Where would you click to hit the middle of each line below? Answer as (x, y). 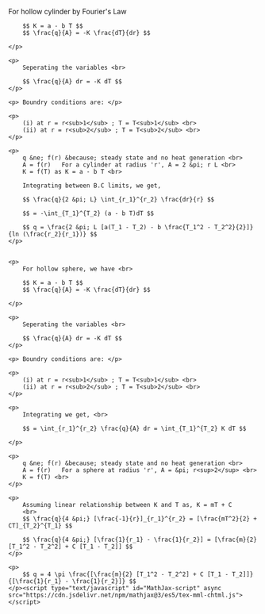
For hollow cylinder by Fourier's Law (67, 12)
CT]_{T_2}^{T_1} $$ (40, 526)
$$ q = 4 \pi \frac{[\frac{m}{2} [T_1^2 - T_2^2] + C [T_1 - (125, 574)
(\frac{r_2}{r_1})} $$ (60, 234)
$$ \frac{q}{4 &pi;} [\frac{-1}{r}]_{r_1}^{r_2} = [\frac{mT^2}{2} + (140, 519)
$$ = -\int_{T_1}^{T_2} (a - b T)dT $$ (88, 213)
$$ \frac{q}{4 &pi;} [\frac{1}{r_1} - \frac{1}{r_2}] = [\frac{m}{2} (140, 539)
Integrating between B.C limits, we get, (92, 186)
